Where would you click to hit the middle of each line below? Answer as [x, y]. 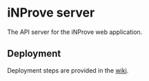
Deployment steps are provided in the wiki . [68, 70]
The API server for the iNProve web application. [75, 32]
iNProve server [51, 13]
